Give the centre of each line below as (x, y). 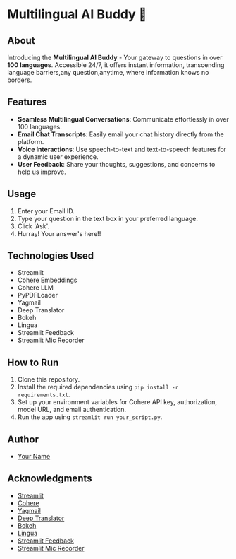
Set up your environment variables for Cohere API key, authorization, (117, 402)
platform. (31, 141)
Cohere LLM (36, 288)
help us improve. (42, 172)
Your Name (34, 457)
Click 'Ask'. (33, 226)
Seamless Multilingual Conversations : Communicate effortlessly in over (123, 119)
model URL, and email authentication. (72, 410)
